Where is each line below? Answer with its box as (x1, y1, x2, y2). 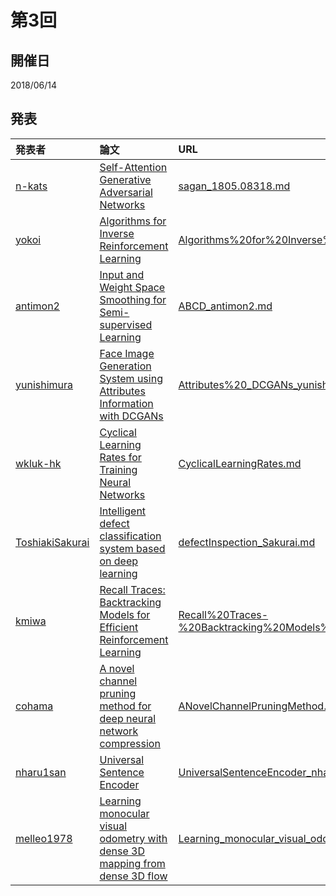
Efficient (99, 620, 139, 634)
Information (99, 396, 154, 410)
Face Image (99, 346, 155, 360)
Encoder (99, 777, 140, 791)
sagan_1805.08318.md (178, 179, 291, 193)
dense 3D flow (99, 869, 168, 883)
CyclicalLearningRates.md (178, 456, 302, 470)
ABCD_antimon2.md (178, 299, 273, 313)
